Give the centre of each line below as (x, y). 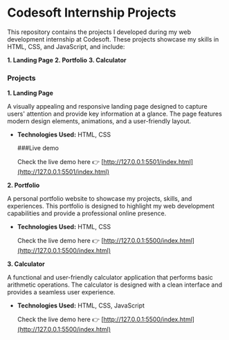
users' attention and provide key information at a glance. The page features (115, 114)
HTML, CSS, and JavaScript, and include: (66, 46)
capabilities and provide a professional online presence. (87, 213)
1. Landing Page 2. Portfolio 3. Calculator (67, 60)
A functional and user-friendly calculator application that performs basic (110, 278)
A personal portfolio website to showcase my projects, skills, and (100, 199)
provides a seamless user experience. (61, 292)
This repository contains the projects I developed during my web (99, 32)
